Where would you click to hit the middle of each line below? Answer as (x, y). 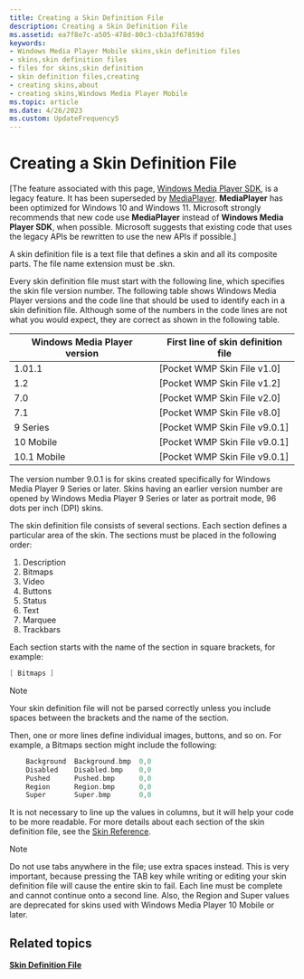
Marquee (39, 620)
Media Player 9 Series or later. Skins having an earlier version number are (146, 489)
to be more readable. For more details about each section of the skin (137, 822)
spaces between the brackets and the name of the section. (119, 718)
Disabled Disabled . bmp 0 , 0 (89, 770)
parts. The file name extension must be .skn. (92, 264)
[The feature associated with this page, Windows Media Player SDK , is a (144, 189)
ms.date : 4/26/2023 (46, 110)
